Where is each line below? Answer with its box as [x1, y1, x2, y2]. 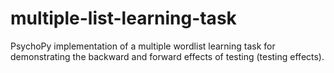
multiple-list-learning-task [10, 7, 237, 30]
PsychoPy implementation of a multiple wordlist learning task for [10, 40, 276, 52]
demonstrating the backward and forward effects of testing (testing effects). [10, 50, 325, 62]
